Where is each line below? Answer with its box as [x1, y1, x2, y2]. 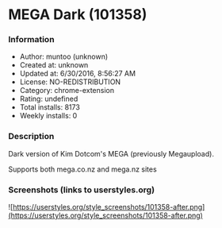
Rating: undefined [19, 94, 78, 104]
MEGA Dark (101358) [8, 6, 147, 24]
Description [8, 131, 55, 142]
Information [8, 34, 55, 45]
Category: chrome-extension [19, 86, 115, 95]
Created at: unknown [19, 60, 89, 70]
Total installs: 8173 [19, 102, 81, 112]
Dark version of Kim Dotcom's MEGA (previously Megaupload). [8, 149, 214, 158]
